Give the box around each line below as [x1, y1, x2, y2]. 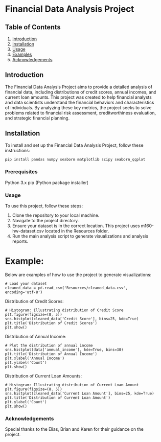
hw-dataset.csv [12, 228, 44, 234]
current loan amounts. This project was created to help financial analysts [5, 94, 152, 100]
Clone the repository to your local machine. [12, 212, 99, 218]
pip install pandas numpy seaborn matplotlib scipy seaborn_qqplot [5, 157, 146, 162]
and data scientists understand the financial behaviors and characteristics [5, 99, 154, 105]
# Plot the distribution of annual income [5, 343, 93, 348]
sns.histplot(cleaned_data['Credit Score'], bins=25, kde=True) [5, 317, 139, 322]
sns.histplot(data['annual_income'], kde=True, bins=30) [5, 348, 124, 352]
